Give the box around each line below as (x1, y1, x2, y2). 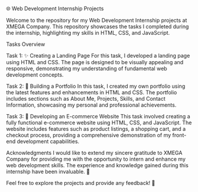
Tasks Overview (6, 41, 46, 48)
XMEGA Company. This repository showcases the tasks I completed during (6, 23, 189, 30)
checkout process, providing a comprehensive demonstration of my (6, 132, 171, 138)
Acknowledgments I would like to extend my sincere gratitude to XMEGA (6, 150, 183, 156)
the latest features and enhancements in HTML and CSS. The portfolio (6, 89, 177, 96)
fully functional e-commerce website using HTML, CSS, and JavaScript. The (6, 119, 192, 126)
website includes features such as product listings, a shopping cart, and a (6, 125, 186, 132)
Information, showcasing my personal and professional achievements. (6, 101, 177, 108)
